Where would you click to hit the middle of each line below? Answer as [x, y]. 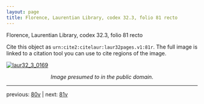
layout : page [23, 12]
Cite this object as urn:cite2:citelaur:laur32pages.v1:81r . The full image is [102, 47]
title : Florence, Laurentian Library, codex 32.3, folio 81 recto [92, 18]
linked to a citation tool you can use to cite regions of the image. [87, 53]
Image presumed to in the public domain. [102, 77]
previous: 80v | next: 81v [37, 94]
